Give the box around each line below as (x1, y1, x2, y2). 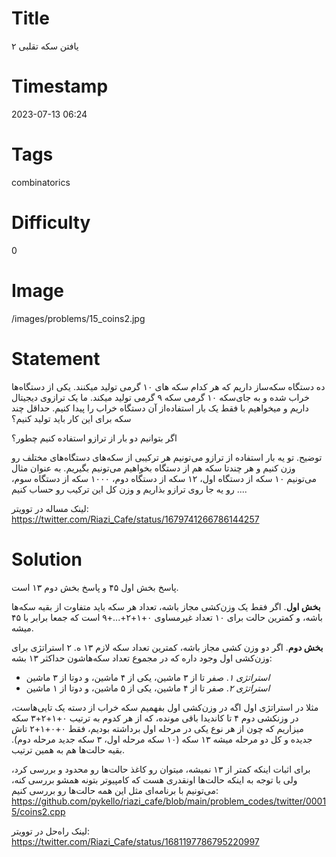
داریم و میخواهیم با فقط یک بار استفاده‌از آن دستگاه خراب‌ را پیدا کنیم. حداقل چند (11, 402, 309, 414)
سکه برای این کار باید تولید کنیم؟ (11, 412, 132, 424)
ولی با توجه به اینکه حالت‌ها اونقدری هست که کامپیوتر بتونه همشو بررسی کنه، (11, 773, 298, 786)
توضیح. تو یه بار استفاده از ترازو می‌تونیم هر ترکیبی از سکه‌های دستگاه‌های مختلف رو (11, 451, 323, 463)
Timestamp (11, 75, 109, 98)
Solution (11, 548, 83, 571)
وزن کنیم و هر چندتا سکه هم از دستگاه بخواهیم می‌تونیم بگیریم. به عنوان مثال (11, 462, 296, 474)
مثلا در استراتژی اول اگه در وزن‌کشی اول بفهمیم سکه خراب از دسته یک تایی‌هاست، (11, 701, 319, 713)
